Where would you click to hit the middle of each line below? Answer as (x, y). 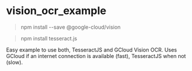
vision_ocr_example (56, 11)
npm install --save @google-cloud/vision (71, 27)
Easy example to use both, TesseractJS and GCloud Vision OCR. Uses (92, 50)
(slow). (15, 62)
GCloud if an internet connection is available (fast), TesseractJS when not (96, 56)
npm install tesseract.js (49, 38)
